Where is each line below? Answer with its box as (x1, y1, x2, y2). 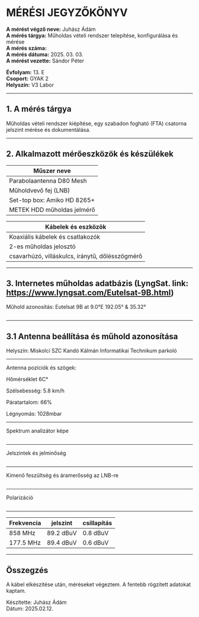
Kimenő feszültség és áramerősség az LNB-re (6, 472, 119, 479)
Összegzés (6, 565, 49, 575)
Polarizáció (6, 494, 34, 501)
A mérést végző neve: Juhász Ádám (6, 26, 96, 33)
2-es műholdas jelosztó (9, 242, 76, 251)
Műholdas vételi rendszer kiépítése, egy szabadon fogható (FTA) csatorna (6, 119, 187, 127)
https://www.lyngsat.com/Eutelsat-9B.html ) (6, 287, 174, 298)
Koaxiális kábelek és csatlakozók (9, 232, 101, 241)
